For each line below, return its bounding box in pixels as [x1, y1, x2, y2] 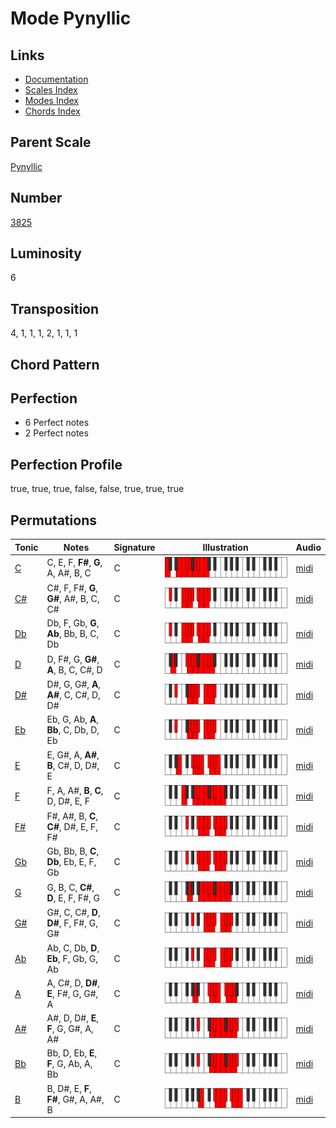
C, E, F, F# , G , [46, 557, 103, 569]
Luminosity [10, 245, 83, 262]
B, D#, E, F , [46, 1082, 92, 1094]
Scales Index [24, 84, 78, 96]
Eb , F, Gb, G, [46, 952, 98, 964]
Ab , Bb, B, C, [46, 628, 100, 640]
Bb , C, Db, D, [46, 724, 100, 736]
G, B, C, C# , [46, 881, 95, 893]
